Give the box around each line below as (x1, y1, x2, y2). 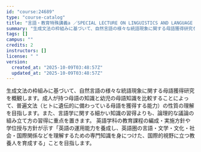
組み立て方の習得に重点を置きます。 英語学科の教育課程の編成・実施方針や (6, 117, 191, 124)
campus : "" (6, 37, 33, 42)
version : (6, 59, 28, 65)
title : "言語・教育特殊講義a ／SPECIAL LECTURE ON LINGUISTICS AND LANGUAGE (6, 20, 193, 26)
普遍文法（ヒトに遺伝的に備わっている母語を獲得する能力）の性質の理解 (16, 102, 194, 110)
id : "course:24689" (6, 8, 55, 15)
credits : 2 (6, 42, 33, 48)
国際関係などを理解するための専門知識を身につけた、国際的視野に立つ (16, 132, 190, 139)
